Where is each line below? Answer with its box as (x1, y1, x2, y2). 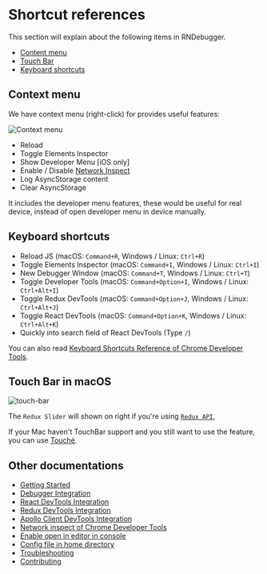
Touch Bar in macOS (8, 375, 112, 388)
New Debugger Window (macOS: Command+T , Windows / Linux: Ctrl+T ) (19, 268, 250, 278)
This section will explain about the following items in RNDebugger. (8, 32, 226, 42)
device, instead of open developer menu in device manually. (8, 207, 206, 216)
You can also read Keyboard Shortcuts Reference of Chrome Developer (8, 343, 244, 353)
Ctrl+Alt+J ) (19, 302, 59, 311)
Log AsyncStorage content (19, 174, 109, 183)
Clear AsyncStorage (19, 183, 86, 192)
